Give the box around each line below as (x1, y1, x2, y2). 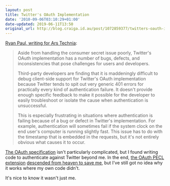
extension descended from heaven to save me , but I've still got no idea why (5, 160, 163, 166)
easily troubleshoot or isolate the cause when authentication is (17, 97, 148, 104)
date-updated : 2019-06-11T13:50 (5, 21, 73, 27)
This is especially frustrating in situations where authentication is (17, 112, 153, 119)
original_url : (5, 26, 35, 31)
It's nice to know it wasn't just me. (5, 175, 76, 181)
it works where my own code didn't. (5, 165, 80, 171)
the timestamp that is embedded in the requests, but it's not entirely (17, 134, 159, 140)
